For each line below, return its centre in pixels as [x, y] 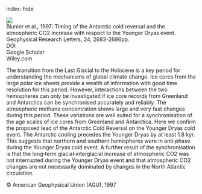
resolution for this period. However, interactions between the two [87, 89]
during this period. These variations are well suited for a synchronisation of [99, 115]
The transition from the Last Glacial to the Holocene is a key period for [93, 70]
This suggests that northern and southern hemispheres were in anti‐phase [99, 141]
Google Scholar [26, 52]
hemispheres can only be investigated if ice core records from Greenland [97, 96]
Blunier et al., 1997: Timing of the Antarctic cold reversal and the [86, 26]
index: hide [20, 9]
